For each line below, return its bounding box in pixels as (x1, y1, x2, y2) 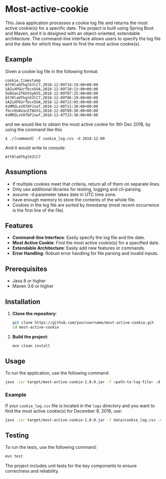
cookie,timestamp (5, 78, 41, 83)
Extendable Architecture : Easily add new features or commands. (12, 245, 146, 251)
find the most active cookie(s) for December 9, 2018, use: (5, 408, 123, 414)
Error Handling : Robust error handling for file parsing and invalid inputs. (12, 250, 159, 256)
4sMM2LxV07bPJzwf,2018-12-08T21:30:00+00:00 (5, 104, 98, 109)
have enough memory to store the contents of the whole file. (12, 196, 136, 202)
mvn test (5, 454, 23, 459)
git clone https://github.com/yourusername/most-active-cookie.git (12, 320, 154, 325)
